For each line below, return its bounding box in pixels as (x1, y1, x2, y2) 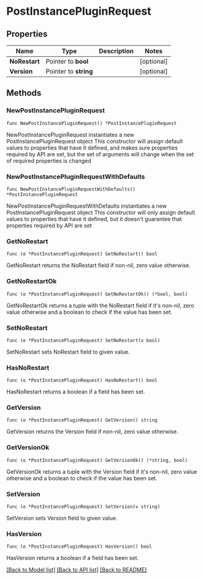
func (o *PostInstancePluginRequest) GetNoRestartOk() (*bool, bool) (6, 291, 188, 297)
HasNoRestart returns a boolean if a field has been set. (6, 388, 145, 396)
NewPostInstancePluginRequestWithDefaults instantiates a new (6, 202, 167, 210)
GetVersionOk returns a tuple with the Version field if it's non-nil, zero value (6, 467, 197, 475)
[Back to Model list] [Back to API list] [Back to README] (6, 566, 147, 573)
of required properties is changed (6, 157, 91, 164)
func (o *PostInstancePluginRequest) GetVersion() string (6, 417, 158, 423)
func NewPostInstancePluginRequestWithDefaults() (6, 186, 136, 192)
